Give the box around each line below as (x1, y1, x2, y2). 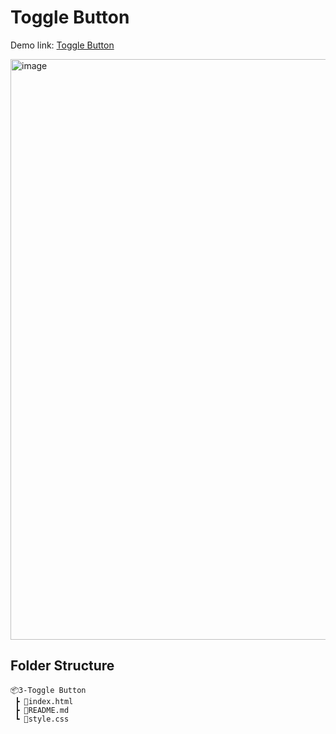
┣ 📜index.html (14, 696, 74, 706)
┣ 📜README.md (14, 705, 70, 715)
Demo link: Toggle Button (10, 39, 115, 51)
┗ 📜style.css (14, 714, 70, 724)
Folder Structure (10, 657, 115, 675)
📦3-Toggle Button (10, 685, 87, 695)
